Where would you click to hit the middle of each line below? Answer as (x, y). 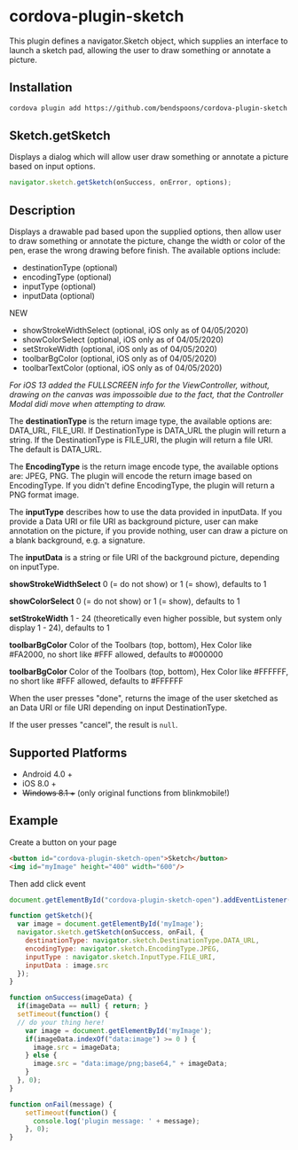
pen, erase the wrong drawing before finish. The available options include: (145, 251)
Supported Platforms (68, 752)
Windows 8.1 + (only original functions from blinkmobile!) (126, 793)
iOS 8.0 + (39, 783)
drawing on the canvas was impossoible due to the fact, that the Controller (146, 395)
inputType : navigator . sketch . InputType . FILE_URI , (121, 957)
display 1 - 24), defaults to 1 (59, 628)
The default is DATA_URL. (55, 450)
